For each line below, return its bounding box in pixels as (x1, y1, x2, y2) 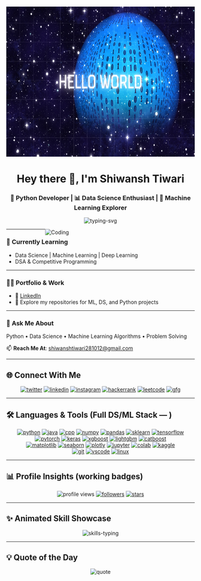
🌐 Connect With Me (6, 370, 81, 380)
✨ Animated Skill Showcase (6, 514, 112, 524)
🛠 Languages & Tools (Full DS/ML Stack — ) (6, 409, 172, 420)
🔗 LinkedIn (14, 292, 41, 300)
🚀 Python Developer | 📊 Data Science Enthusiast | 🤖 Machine (10, 194, 191, 202)
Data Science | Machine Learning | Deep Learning (14, 251, 138, 259)
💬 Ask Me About (6, 319, 54, 327)
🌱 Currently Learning (6, 238, 68, 246)
